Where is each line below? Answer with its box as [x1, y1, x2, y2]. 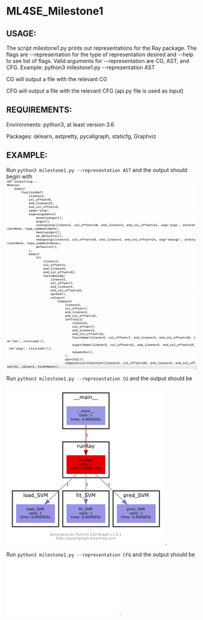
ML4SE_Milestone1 [6, 4, 104, 18]
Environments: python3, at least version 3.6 [6, 121, 115, 128]
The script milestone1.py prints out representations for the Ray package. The [6, 44, 197, 52]
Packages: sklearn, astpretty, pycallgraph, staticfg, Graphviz [6, 132, 156, 140]
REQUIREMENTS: [6, 105, 72, 115]
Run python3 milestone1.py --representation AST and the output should [6, 166, 187, 173]
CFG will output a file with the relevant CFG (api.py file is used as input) [6, 87, 184, 95]
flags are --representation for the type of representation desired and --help [6, 51, 194, 58]
